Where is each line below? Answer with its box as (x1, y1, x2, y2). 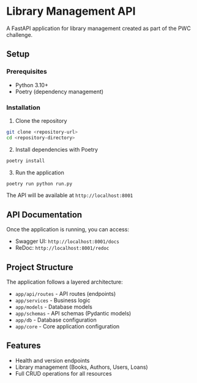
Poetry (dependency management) (15, 88, 104, 95)
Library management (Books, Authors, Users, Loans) (15, 363, 148, 371)
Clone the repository (15, 117, 67, 124)
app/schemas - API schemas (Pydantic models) (15, 310, 132, 317)
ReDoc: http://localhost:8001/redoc (15, 244, 110, 252)
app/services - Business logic (15, 296, 91, 304)
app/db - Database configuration (15, 316, 97, 323)
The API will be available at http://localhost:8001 (6, 191, 133, 199)
